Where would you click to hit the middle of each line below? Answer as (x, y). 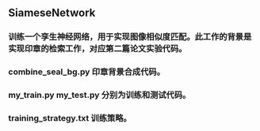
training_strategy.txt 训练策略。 (70, 118)
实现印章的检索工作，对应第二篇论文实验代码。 (97, 49)
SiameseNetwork (52, 13)
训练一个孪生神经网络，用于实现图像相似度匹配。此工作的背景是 (130, 37)
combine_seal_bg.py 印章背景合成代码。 (86, 72)
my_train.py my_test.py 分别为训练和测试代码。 (99, 95)
